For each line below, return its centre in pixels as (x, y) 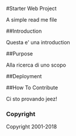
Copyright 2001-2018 (32, 127)
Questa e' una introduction (38, 42)
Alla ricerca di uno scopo (36, 65)
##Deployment (24, 76)
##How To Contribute (32, 88)
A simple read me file (32, 20)
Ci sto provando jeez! (32, 99)
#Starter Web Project (31, 8)
